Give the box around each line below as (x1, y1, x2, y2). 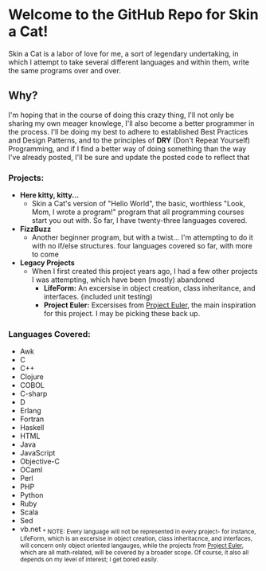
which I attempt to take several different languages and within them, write (8, 57, 249, 67)
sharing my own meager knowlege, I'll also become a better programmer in (8, 118, 255, 128)
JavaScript (19, 448, 56, 458)
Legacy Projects (19, 258, 76, 268)
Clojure (19, 372, 44, 381)
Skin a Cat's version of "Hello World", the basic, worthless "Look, (31, 199, 245, 209)
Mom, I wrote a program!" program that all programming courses (31, 207, 244, 217)
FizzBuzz (19, 225, 52, 234)
